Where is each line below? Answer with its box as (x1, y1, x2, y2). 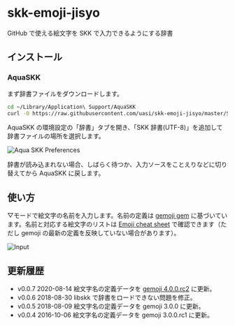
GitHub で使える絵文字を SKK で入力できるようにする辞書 (7, 29, 173, 37)
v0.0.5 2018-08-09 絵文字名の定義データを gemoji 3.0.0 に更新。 (17, 302, 205, 310)
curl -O (7, 110, 30, 117)
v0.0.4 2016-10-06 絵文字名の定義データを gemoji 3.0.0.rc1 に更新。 (17, 311, 213, 319)
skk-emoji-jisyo (7, 5, 100, 21)
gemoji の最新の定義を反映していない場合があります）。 (20, 229, 180, 237)
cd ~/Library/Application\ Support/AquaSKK (7, 103, 136, 110)
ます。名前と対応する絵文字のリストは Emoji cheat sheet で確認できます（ (7, 220, 221, 228)
